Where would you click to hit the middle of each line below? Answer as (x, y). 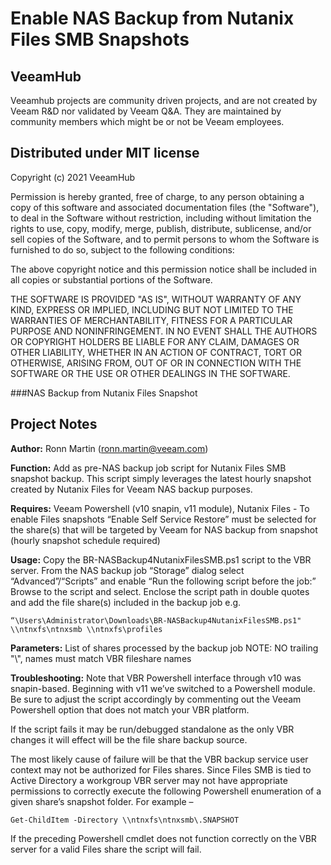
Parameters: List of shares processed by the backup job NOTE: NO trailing (164, 648)
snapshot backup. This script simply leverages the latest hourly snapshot (161, 478)
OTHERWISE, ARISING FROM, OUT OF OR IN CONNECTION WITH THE (156, 363)
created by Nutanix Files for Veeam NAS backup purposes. (131, 489)
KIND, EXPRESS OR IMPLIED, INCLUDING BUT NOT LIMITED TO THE (152, 309)
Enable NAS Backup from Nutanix (152, 18)
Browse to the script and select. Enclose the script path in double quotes (160, 591)
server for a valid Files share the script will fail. (106, 849)
